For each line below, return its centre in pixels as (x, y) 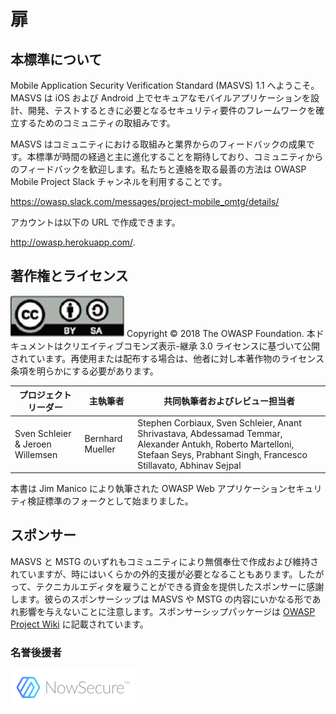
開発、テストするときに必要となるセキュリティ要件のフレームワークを (172, 110)
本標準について (56, 59)
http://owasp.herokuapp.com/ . (73, 242)
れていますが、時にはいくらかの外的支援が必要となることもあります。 (154, 574)
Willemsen (36, 454)
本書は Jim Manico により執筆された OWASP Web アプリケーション (149, 489)
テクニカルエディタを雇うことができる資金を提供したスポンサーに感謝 (180, 586)
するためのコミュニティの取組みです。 (97, 123)
